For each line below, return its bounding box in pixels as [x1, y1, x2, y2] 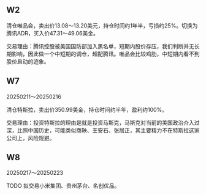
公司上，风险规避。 [6, 134, 55, 141]
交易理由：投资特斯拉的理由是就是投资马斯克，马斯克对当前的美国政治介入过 [6, 119, 200, 126]
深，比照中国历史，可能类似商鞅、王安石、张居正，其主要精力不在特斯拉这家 [6, 127, 200, 134]
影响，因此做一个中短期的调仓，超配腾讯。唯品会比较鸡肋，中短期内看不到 [11, 50, 200, 57]
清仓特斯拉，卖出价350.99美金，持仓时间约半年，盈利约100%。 [6, 106, 167, 113]
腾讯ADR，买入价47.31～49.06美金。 [6, 29, 99, 37]
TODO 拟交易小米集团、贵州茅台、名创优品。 [6, 182, 121, 189]
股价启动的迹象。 [6, 57, 50, 65]
